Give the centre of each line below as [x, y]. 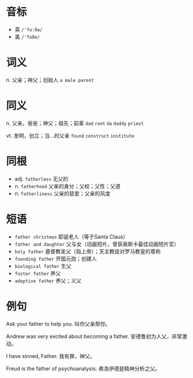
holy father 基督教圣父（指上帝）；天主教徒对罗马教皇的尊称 [88, 251]
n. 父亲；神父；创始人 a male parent [50, 80]
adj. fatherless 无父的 [41, 179]
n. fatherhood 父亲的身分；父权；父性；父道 [67, 186]
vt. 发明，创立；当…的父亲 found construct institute [70, 135]
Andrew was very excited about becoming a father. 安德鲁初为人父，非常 [94, 336]
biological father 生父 [43, 266]
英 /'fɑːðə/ [28, 29]
